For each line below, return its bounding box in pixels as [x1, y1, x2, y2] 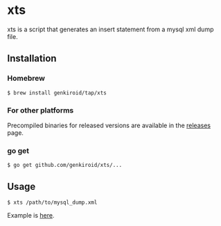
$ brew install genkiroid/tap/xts [7, 89, 107, 96]
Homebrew [7, 74, 45, 83]
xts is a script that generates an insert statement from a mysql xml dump [7, 25, 214, 33]
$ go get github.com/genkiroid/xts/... [7, 162, 123, 169]
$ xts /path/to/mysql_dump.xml [7, 199, 98, 207]
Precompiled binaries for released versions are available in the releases [7, 121, 211, 129]
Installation [7, 53, 57, 65]
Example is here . [7, 211, 55, 220]
